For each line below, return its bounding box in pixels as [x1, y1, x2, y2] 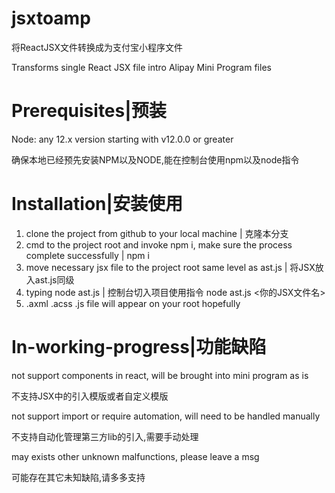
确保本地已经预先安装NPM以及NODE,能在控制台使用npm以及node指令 [11, 153, 300, 166]
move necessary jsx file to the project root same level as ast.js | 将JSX [25, 261, 316, 273]
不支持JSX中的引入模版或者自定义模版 [11, 390, 169, 402]
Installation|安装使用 [11, 193, 183, 216]
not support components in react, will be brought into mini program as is [11, 369, 309, 381]
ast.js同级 [34, 273, 75, 286]
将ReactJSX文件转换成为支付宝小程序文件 [11, 41, 183, 53]
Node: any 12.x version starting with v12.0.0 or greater [11, 133, 234, 145]
